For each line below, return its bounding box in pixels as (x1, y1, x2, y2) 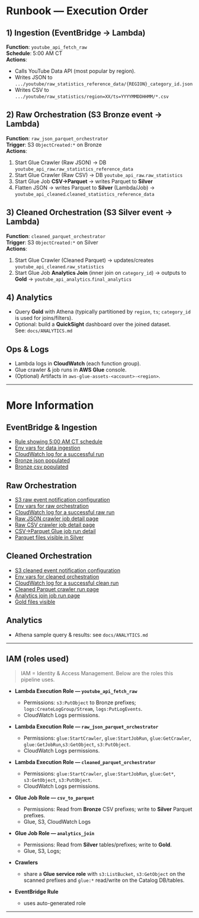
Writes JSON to (14, 74, 53, 81)
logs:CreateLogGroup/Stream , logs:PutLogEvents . (23, 705, 143, 712)
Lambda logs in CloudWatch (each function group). (14, 360, 141, 367)
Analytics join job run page (14, 592, 81, 599)
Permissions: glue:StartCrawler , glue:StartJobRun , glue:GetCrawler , (23, 734, 191, 742)
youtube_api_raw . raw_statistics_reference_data (14, 165, 133, 172)
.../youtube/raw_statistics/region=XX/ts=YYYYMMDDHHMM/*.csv (14, 94, 169, 99)
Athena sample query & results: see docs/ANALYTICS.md (14, 631, 148, 638)
